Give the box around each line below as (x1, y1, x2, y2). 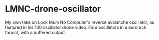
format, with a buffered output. (5, 29, 66, 35)
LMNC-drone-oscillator (5, 3, 101, 14)
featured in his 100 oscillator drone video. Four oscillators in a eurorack (5, 24, 146, 30)
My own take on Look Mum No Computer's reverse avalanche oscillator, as (5, 19, 155, 25)
